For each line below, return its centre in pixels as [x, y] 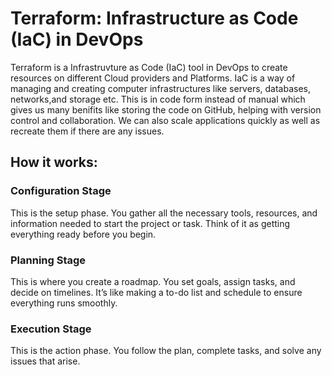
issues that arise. [45, 361]
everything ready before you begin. [83, 234]
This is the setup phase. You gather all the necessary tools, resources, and [164, 213]
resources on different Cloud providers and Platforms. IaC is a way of [153, 78]
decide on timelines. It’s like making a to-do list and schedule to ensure [156, 292]
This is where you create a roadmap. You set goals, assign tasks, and [153, 281]
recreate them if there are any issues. [87, 131]
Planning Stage [48, 260]
